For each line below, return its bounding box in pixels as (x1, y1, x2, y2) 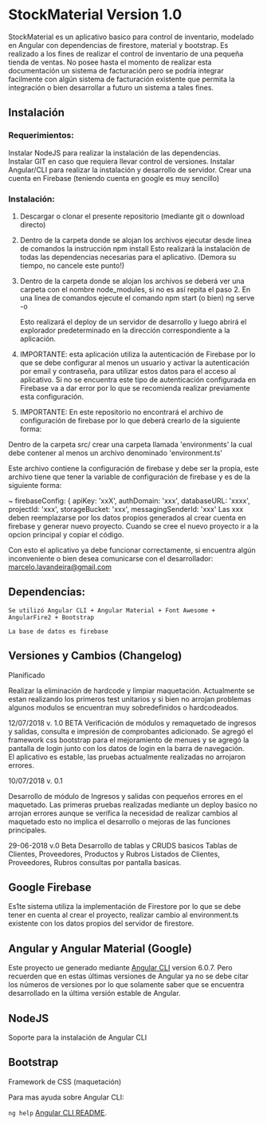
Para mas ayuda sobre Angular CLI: (8, 1092, 125, 1102)
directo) (19, 219, 46, 229)
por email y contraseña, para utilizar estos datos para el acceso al (19, 366, 237, 376)
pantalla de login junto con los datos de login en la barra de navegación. (8, 743, 245, 753)
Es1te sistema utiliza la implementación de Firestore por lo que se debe (8, 902, 241, 911)
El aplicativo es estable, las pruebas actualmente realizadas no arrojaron (8, 752, 246, 761)
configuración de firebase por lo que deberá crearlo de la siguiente (19, 415, 241, 425)
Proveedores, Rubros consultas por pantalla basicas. (8, 857, 182, 867)
